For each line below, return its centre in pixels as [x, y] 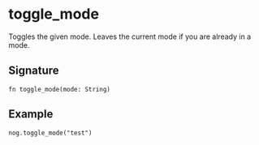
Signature [34, 71]
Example [31, 114]
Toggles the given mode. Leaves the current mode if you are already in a [130, 36]
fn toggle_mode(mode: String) [60, 89]
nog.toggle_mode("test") [50, 133]
